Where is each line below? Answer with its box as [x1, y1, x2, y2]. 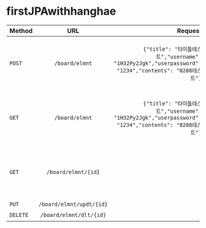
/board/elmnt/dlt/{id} [40, 211, 107, 218]
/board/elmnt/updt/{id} [39, 200, 109, 208]
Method [9, 26, 33, 35]
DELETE [9, 211, 29, 218]
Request [177, 26, 202, 35]
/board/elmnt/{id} [46, 169, 100, 175]
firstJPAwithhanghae [6, 4, 116, 18]
